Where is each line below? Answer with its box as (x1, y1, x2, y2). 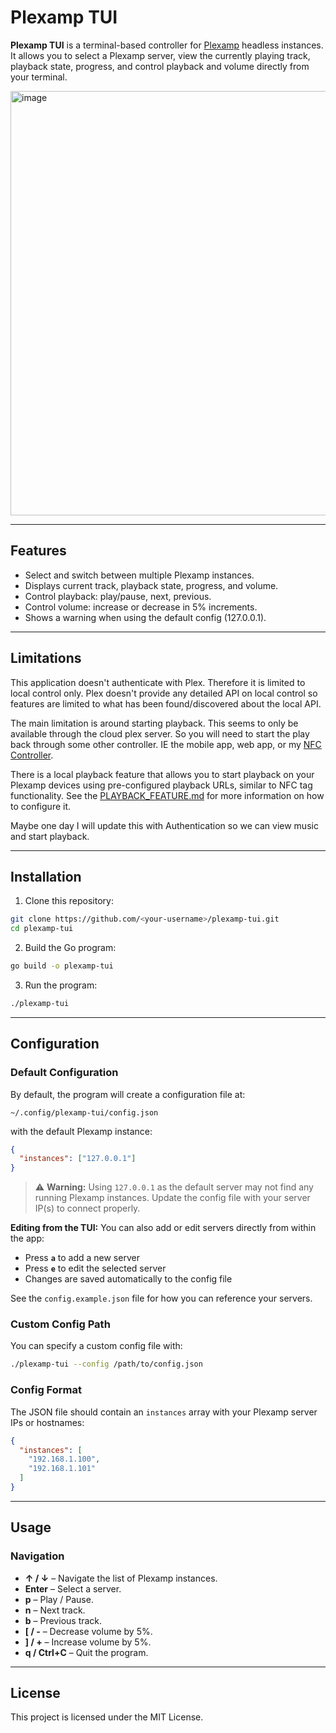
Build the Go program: (24, 942, 117, 954)
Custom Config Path (10, 1317, 111, 1331)
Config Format (10, 1383, 82, 1397)
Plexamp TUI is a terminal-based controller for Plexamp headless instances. (10, 39, 324, 51)
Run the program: (24, 979, 98, 991)
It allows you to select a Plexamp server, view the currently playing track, (10, 49, 311, 61)
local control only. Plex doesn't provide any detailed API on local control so (10, 687, 318, 699)
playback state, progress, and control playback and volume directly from (10, 60, 310, 72)
